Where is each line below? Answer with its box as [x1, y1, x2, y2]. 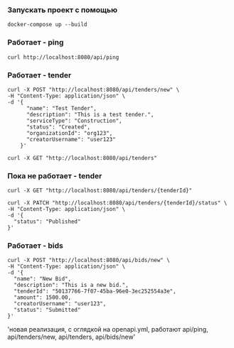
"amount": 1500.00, [14, 294, 72, 301]
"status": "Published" [14, 218, 81, 225]
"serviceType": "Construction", [26, 117, 122, 124]
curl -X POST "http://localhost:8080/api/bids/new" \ [7, 257, 171, 264]
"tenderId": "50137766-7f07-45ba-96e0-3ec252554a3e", [14, 288, 176, 295]
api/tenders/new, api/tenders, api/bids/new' [7, 332, 136, 342]
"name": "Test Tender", [26, 104, 97, 112]
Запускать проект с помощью [7, 5, 118, 15]
